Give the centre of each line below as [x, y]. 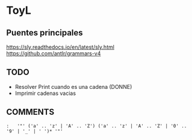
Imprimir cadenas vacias [45, 93]
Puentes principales [45, 33]
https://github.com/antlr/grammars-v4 [54, 53]
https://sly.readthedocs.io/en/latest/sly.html [60, 47]
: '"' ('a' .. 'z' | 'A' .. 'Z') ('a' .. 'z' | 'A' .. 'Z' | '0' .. [97, 126]
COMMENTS [30, 112]
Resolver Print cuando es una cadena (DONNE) [73, 87]
